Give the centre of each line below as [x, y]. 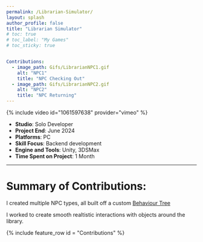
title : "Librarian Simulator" [44, 29]
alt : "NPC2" [32, 90]
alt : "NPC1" [32, 73]
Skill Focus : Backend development [58, 143]
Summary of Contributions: [76, 186]
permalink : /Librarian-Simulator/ [50, 12]
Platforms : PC [33, 137]
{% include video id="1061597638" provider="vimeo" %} [77, 113]
